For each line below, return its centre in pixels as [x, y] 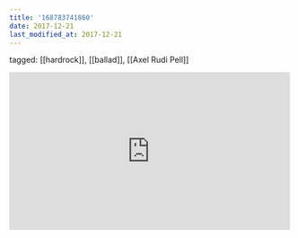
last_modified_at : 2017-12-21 [66, 34]
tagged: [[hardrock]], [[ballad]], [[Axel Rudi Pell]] [99, 60]
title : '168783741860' [52, 18]
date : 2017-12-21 [42, 26]
